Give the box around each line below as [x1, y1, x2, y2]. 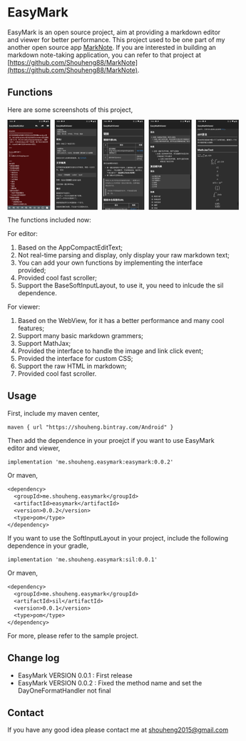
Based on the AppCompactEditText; [17, 243, 123, 252]
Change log [7, 652, 60, 664]
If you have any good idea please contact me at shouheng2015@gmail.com [7, 725, 229, 735]
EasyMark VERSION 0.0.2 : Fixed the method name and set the [17, 678, 203, 687]
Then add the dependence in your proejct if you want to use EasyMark [7, 436, 215, 444]
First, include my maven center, [7, 409, 100, 417]
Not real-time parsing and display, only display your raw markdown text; [17, 250, 230, 259]
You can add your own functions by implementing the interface [17, 258, 203, 267]
